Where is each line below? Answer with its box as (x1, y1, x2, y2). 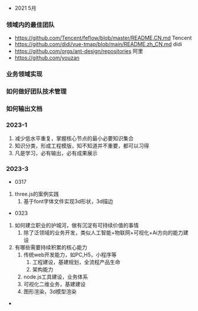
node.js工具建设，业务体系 (23, 273, 88, 280)
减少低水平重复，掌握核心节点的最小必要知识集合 (14, 135, 134, 142)
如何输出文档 (6, 105, 43, 113)
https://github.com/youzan (14, 54, 80, 61)
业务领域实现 (6, 70, 43, 78)
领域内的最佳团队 (6, 21, 55, 29)
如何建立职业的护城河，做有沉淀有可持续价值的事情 (14, 221, 139, 229)
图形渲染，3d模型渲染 (23, 287, 77, 295)
